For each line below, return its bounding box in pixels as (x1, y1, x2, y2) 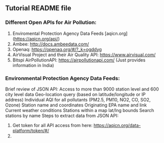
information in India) (12, 62, 54, 68)
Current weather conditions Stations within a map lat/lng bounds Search (5, 107, 154, 113)
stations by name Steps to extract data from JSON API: (5, 112, 119, 118)
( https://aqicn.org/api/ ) (12, 35, 60, 41)
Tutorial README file (5, 4, 72, 12)
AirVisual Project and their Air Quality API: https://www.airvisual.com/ (12, 51, 156, 57)
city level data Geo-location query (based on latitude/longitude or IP (5, 91, 146, 97)
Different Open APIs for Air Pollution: (5, 19, 97, 26)
